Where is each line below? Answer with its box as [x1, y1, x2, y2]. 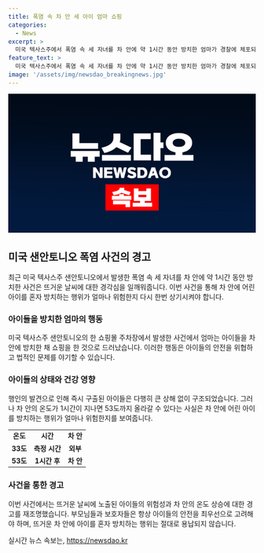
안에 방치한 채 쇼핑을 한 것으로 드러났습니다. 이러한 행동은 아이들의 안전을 [8, 342, 233, 353]
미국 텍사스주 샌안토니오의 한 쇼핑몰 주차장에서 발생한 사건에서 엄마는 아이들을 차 [8, 333, 256, 342]
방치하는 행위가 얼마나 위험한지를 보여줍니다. [16, 413, 153, 423]
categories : [8, 20, 47, 29]
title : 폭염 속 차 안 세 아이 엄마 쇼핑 [8, 13, 123, 20]
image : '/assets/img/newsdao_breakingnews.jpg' [8, 71, 167, 79]
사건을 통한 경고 [8, 480, 64, 491]
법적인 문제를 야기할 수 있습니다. [16, 353, 115, 362]
